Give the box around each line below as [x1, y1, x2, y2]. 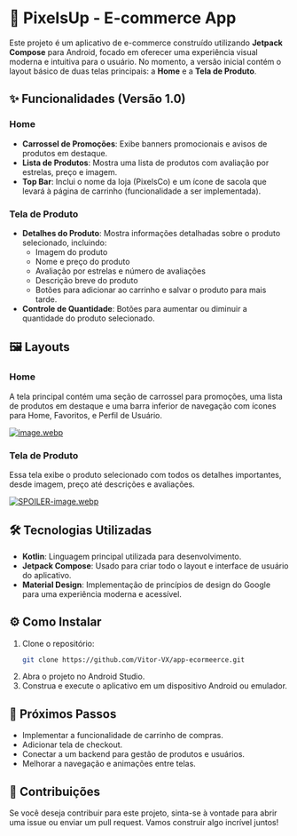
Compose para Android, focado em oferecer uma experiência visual [9, 46, 259, 57]
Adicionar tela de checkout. [21, 739, 123, 750]
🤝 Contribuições [9, 784, 100, 799]
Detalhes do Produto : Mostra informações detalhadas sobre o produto [21, 227, 281, 238]
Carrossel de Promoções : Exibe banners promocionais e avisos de [21, 138, 268, 149]
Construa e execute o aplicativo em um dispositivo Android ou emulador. [21, 681, 288, 691]
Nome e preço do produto [35, 256, 130, 267]
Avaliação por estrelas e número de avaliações [35, 266, 207, 276]
